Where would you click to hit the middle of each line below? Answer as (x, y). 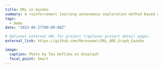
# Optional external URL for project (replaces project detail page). (78, 36)
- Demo (16, 23)
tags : (10, 18)
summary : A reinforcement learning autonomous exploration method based (80, 14)
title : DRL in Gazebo (27, 9)
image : (12, 50)
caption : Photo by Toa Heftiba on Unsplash (54, 54)
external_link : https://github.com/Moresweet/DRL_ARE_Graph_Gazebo (75, 41)
